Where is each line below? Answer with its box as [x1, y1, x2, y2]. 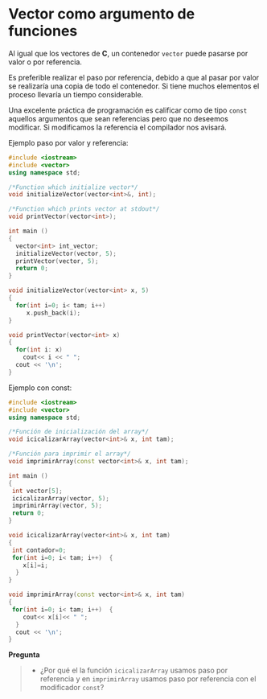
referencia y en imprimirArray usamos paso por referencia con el [39, 674, 257, 684]
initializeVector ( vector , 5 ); [15, 249, 117, 257]
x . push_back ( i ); [26, 309, 81, 317]
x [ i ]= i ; [23, 561, 48, 569]
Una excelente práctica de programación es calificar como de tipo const [8, 105, 248, 115]
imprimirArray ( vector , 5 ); [11, 502, 103, 510]
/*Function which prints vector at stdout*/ [8, 205, 160, 213]
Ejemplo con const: [8, 383, 72, 393]
